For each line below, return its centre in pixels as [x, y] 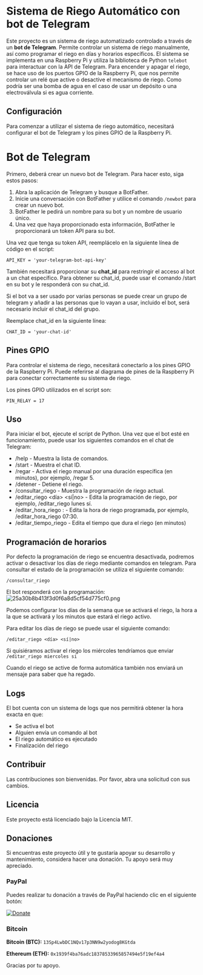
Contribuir [26, 765]
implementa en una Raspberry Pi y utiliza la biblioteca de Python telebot [97, 60]
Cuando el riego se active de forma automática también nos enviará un [95, 668]
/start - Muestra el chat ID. [48, 465]
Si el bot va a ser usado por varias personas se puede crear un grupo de [97, 296]
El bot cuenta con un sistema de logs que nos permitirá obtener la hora [95, 707]
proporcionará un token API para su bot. [65, 231]
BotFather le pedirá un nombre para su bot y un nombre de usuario [98, 211]
